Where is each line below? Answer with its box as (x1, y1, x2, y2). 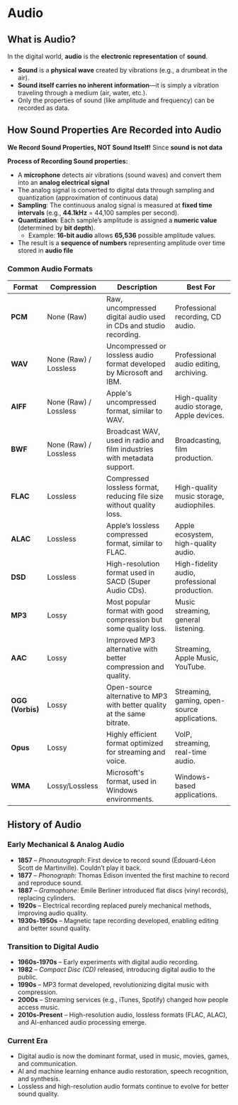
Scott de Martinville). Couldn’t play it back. (17, 863, 142, 872)
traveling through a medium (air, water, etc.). (17, 89, 147, 97)
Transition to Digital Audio (7, 942, 99, 952)
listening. (174, 624, 205, 634)
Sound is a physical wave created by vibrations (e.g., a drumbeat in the (17, 66, 228, 74)
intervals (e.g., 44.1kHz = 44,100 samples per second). (17, 208, 179, 217)
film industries (106, 444, 154, 454)
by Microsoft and (106, 368, 163, 378)
